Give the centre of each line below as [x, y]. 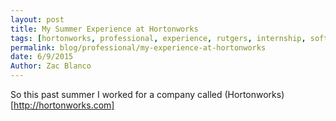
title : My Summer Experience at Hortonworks [104, 29]
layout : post [37, 19]
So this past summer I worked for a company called [116, 94]
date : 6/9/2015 [42, 57]
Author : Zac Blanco [51, 66]
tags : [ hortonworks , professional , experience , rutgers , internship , [158, 38]
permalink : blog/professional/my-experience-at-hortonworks [138, 47]
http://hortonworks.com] [64, 105]
